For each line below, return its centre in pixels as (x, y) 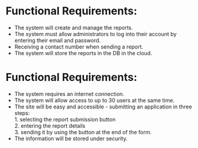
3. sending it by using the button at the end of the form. (83, 132)
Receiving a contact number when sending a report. (79, 47)
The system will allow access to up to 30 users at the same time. (94, 100)
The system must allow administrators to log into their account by (95, 34)
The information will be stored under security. (71, 138)
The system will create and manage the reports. (74, 28)
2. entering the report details (50, 126)
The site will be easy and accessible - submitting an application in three (103, 107)
